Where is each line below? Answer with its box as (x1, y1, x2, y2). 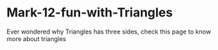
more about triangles (6, 34, 67, 42)
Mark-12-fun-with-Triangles (6, 5, 173, 21)
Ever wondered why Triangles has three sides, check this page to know (6, 27, 212, 36)
